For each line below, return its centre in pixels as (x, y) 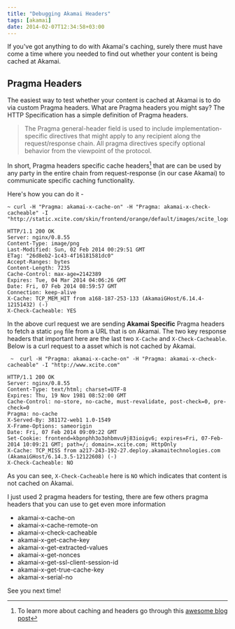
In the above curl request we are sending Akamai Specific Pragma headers (116, 324)
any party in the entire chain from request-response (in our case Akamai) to (116, 173)
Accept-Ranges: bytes (39, 262)
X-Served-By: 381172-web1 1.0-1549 (59, 420)
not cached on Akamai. (41, 483)
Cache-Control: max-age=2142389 (54, 274)
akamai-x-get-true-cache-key (60, 570)
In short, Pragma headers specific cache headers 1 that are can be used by (114, 165)
